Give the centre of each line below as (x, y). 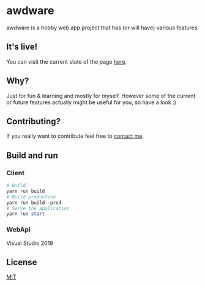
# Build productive (31, 197)
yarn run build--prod (34, 203)
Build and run (32, 155)
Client (15, 173)
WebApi (18, 230)
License (22, 262)
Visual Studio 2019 (30, 243)
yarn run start (26, 214)
